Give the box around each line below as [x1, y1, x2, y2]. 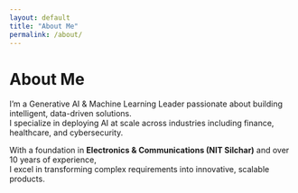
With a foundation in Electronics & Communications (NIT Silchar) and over [9, 145, 290, 156]
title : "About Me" [9, 22, 79, 31]
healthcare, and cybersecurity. [9, 127, 124, 138]
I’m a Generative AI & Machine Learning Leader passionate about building [9, 98, 283, 109]
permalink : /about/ [9, 30, 83, 39]
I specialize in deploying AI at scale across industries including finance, [9, 118, 275, 129]
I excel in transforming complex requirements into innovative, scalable [9, 164, 270, 175]
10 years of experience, [9, 154, 97, 165]
